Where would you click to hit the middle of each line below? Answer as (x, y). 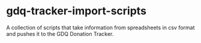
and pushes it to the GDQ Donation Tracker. (60, 33)
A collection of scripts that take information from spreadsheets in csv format (100, 27)
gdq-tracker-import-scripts (76, 11)
